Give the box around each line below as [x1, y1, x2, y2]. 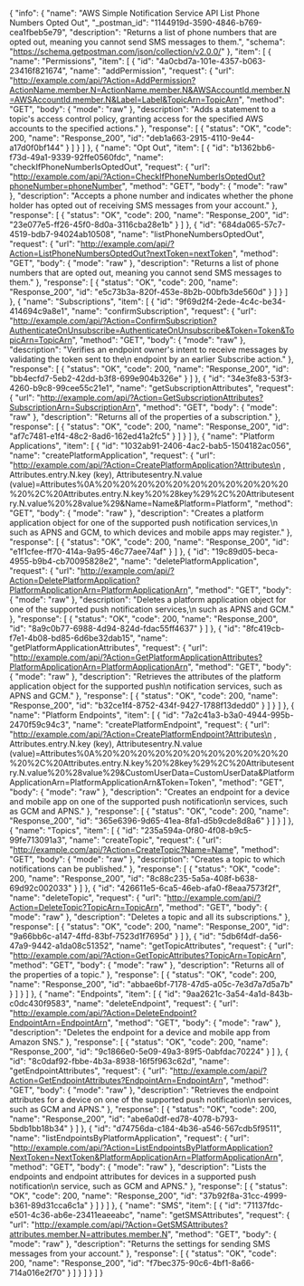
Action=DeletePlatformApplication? [9, 575, 140, 586]
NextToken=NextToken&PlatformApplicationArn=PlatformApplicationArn [9, 1152, 279, 1162]
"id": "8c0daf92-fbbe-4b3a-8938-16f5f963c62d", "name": [9, 1056, 230, 1066]
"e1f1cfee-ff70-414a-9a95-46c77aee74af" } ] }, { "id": [9, 547, 210, 557]
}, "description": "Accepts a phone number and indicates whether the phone [9, 190, 294, 201]
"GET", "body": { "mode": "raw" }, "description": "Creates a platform [9, 508, 264, 519]
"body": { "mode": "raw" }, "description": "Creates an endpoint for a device [9, 786, 290, 797]
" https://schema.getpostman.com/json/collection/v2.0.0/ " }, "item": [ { [9, 46, 271, 57]
